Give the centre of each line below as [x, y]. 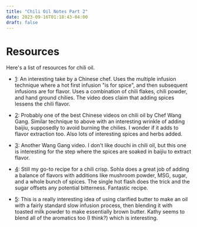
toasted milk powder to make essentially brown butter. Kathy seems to [100, 212]
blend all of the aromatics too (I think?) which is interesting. [86, 218]
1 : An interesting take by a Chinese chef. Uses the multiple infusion [95, 79]
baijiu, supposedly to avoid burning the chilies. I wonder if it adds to [96, 128]
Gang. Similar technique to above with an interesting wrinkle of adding [100, 121]
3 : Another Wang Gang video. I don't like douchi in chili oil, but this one [100, 145]
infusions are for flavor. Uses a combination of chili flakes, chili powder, [101, 92]
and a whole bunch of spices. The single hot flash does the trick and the [102, 182]
